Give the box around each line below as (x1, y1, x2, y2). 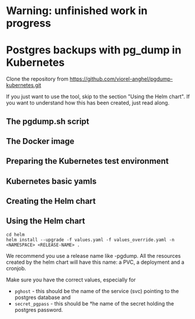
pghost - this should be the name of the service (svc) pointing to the (14, 287, 179, 294)
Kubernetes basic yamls (6, 176, 97, 186)
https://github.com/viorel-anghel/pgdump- (69, 75, 173, 83)
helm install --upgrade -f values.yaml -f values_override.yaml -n (6, 237, 175, 243)
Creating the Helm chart (6, 196, 96, 206)
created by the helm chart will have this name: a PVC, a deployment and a (6, 258, 185, 266)
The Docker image (6, 136, 75, 146)
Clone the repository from (6, 75, 69, 83)
